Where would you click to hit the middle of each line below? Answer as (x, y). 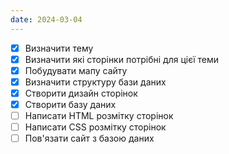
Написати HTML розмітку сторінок (99, 115)
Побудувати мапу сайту (76, 70)
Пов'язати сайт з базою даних (89, 138)
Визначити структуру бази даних (95, 82)
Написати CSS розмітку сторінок (95, 127)
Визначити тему (59, 48)
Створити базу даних (70, 104)
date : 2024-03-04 (46, 19)
